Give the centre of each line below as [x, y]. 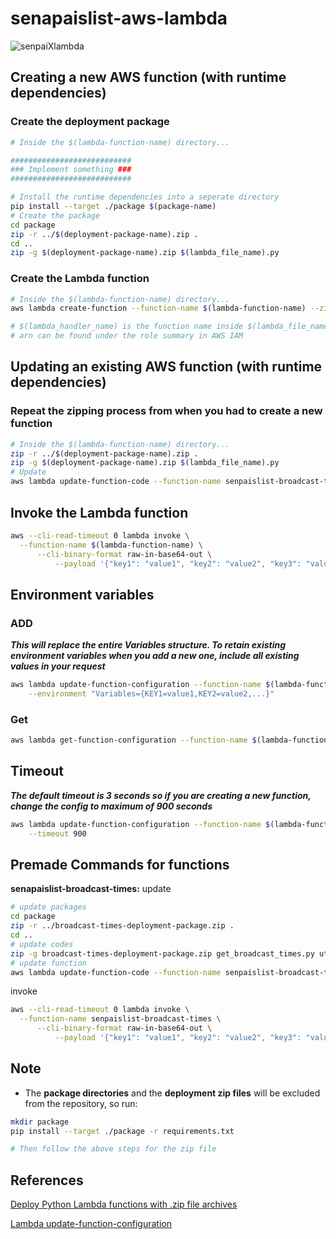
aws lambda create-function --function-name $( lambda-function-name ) [158, 308]
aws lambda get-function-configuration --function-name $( [136, 740]
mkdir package [40, 1122]
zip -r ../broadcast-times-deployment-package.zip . [122, 926]
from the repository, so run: [81, 1103]
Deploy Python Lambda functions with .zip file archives [124, 1204]
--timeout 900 [57, 833]
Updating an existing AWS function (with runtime [166, 367]
